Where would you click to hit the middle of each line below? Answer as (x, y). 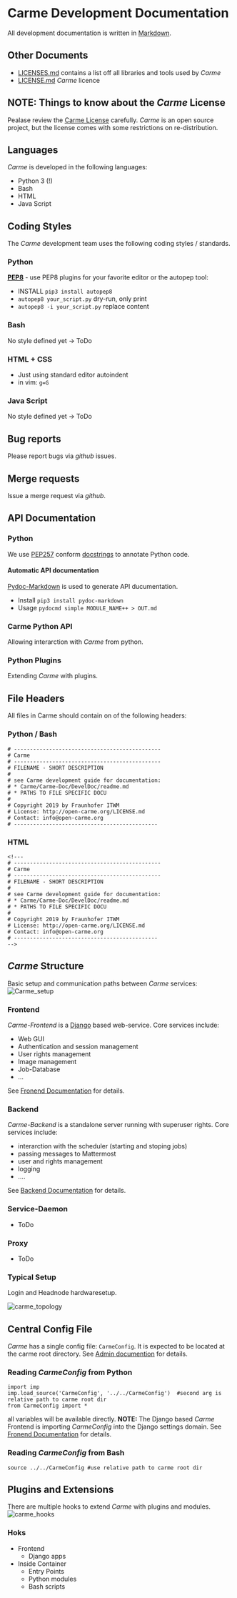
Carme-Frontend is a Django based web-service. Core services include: (114, 1025)
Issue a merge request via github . (56, 496)
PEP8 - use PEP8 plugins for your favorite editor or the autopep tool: (108, 277)
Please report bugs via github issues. (62, 456)
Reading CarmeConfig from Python (70, 1372)
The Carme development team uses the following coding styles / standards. (119, 244)
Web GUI (31, 1039)
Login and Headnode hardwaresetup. (62, 1293)
